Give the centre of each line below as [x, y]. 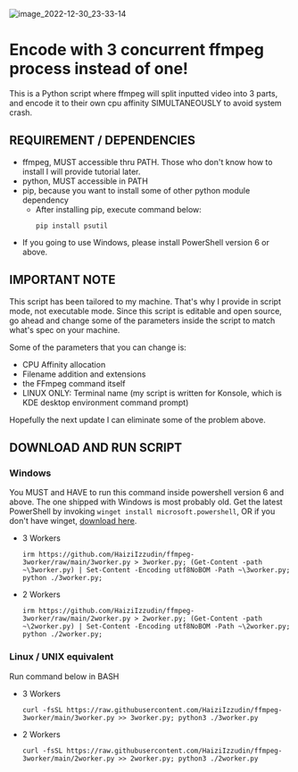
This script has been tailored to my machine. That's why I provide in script [145, 301]
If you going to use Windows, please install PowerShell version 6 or [145, 242]
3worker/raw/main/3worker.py [76, 562]
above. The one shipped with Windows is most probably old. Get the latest [146, 502]
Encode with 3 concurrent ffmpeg [137, 50]
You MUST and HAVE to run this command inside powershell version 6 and [147, 493]
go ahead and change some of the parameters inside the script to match [142, 320]
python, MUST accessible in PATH [85, 181]
